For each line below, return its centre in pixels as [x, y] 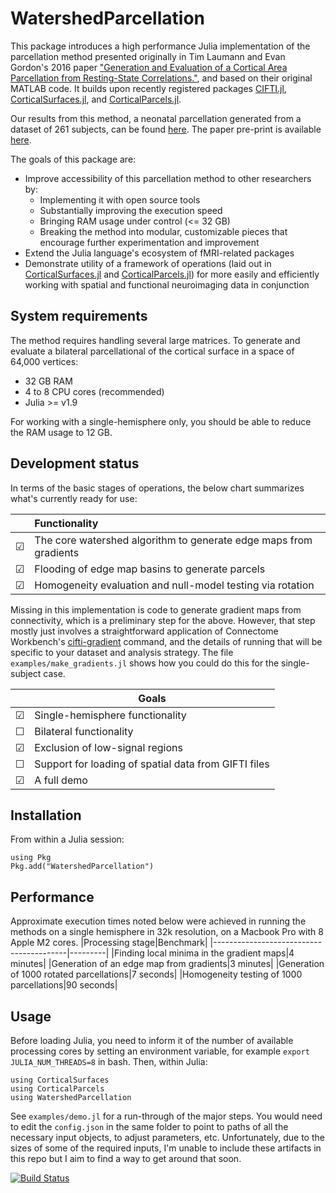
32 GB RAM [48, 381]
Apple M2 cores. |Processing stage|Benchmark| [109, 943]
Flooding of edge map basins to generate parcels [150, 569]
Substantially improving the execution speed [131, 210]
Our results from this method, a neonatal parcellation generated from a [156, 118]
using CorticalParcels [57, 1089]
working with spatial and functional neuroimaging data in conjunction [167, 284]
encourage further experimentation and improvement [149, 242]
